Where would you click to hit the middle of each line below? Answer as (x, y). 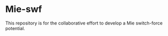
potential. (15, 28)
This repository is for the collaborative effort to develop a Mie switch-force (84, 23)
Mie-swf (24, 9)
